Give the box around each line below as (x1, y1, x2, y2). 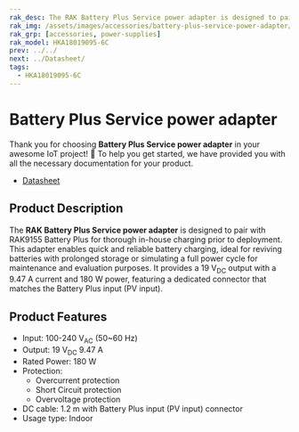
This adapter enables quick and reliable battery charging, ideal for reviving (9, 243, 283, 254)
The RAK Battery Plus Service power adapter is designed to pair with (9, 224, 266, 235)
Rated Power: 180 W (21, 355, 97, 366)
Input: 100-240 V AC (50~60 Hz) (21, 333, 138, 346)
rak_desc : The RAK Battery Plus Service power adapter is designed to (9, 12, 277, 22)
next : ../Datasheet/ (9, 54, 86, 63)
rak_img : (9, 21, 42, 30)
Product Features (9, 309, 108, 324)
